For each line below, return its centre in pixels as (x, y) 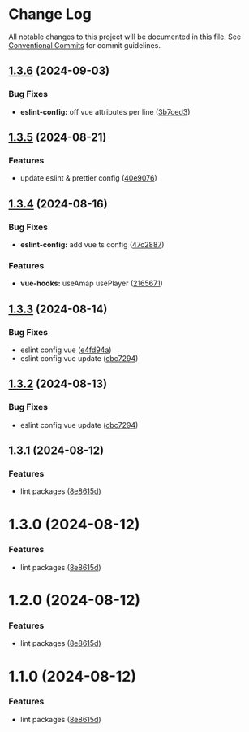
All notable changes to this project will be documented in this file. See (125, 37)
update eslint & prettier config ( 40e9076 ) (89, 178)
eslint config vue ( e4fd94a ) (66, 350)
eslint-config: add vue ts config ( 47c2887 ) (92, 244)
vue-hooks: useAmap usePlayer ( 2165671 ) (92, 283)
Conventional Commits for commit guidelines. (84, 45)
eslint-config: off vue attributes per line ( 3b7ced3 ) (105, 111)
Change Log (50, 14)
